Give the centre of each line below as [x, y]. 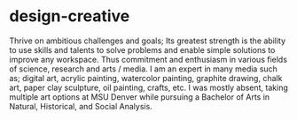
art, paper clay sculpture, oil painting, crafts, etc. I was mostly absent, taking [148, 87]
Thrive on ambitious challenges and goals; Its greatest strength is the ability [148, 41]
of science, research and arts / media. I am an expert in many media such [143, 69]
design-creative [70, 16]
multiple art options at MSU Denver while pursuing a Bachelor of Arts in [140, 97]
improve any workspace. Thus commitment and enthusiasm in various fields [148, 59]
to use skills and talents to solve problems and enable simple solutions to [142, 49]
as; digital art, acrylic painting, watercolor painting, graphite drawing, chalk [146, 78]
